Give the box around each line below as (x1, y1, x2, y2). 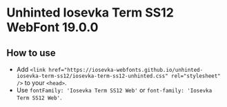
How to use (6, 47, 56, 59)
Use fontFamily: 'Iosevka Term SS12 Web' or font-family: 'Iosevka (16, 86, 213, 94)
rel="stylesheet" (170, 72, 221, 79)
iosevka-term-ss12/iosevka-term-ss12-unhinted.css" (16, 72, 168, 79)
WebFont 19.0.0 (6, 19, 99, 35)
